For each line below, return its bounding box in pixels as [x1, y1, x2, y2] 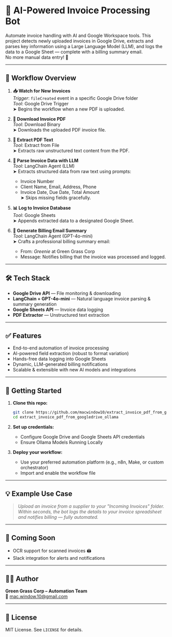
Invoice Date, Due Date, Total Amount [20, 189, 100, 195]
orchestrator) [20, 464, 49, 470]
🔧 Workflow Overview [5, 74, 77, 82]
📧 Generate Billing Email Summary [12, 227, 87, 233]
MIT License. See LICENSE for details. [5, 627, 83, 633]
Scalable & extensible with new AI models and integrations [12, 367, 136, 373]
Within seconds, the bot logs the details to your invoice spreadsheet [17, 509, 162, 515]
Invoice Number [20, 178, 54, 184]
